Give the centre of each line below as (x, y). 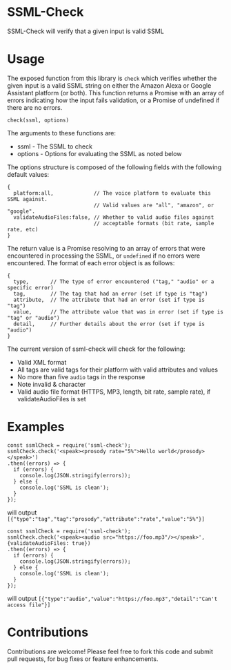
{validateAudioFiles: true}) (49, 543)
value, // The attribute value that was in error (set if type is (119, 312)
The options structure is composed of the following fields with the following (114, 167)
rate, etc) (23, 229)
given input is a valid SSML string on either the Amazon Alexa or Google (109, 85)
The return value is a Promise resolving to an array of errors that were (106, 248)
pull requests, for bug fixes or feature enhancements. (83, 659)
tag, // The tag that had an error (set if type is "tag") (111, 294)
